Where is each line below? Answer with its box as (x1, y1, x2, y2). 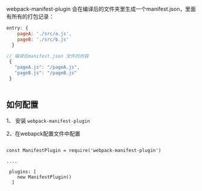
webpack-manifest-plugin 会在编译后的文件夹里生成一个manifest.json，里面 (6, 5, 196, 12)
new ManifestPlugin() (17, 174, 72, 180)
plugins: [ (8, 168, 36, 175)
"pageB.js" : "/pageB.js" (14, 70, 78, 76)
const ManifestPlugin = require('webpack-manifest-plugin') (6, 147, 162, 153)
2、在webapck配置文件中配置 (6, 130, 81, 137)
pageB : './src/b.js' (17, 36, 69, 43)
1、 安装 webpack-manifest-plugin (6, 117, 90, 124)
